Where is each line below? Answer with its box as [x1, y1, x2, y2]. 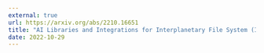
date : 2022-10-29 [8, 33, 65, 41]
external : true [8, 11, 58, 19]
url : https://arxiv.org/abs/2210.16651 [8, 19, 139, 26]
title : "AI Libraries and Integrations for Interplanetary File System [8, 26, 247, 34]
